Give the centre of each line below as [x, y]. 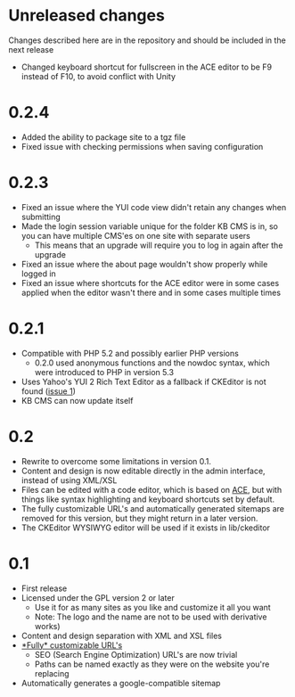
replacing [52, 673]
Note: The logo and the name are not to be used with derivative [151, 617]
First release [44, 588]
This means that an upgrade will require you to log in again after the [159, 245]
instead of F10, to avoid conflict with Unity [98, 76]
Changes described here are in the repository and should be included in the [147, 40]
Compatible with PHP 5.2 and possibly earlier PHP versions [130, 353]
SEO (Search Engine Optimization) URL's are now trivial [136, 654]
